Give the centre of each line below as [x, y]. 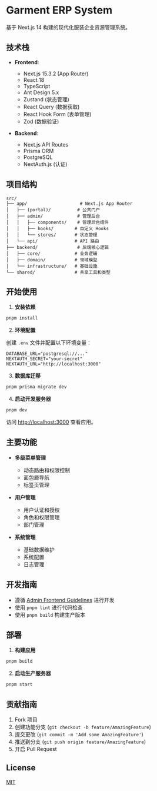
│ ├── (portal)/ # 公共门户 [53, 210]
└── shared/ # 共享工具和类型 [58, 272]
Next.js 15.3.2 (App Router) [56, 74]
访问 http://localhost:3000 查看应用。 [51, 422]
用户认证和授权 [41, 510]
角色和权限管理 [41, 517]
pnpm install [22, 318]
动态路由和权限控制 [47, 470]
